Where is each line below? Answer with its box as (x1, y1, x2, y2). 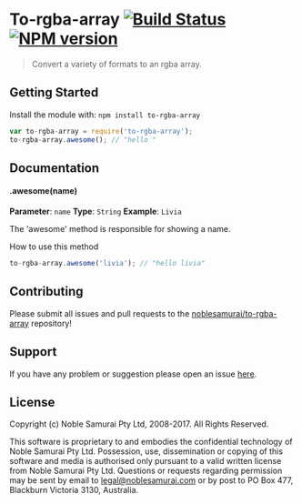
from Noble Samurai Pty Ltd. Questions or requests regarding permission (9, 465, 283, 477)
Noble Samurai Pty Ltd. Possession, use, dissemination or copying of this (9, 446, 284, 457)
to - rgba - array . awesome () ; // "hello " (9, 135, 156, 145)
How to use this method (9, 241, 99, 252)
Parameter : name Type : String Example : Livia (9, 206, 182, 217)
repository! (31, 318, 73, 328)
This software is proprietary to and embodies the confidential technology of (9, 437, 293, 448)
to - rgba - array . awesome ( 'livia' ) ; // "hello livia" (9, 259, 206, 268)
